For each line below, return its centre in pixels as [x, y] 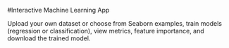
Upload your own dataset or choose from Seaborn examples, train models [114, 23]
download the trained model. [49, 38]
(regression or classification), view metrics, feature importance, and [106, 31]
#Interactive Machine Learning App [58, 10]
